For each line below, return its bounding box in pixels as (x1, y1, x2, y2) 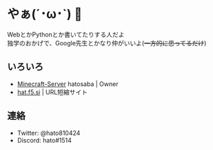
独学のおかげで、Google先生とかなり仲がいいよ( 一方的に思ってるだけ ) (7, 39, 207, 47)
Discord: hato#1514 (17, 136, 72, 144)
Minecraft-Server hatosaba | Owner (17, 80, 119, 88)
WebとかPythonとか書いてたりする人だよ (7, 30, 125, 39)
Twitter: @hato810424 (17, 129, 81, 137)
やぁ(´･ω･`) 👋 (7, 6, 83, 22)
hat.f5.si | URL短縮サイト (17, 87, 88, 96)
